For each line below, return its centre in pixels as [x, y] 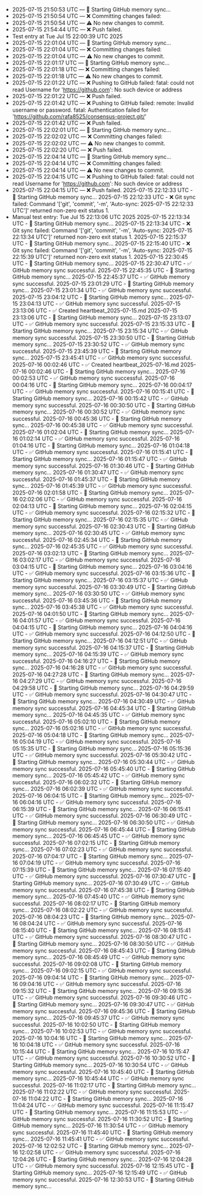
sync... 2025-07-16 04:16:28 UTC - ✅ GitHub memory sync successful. [102, 668]
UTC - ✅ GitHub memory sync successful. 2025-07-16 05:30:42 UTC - [102, 755]
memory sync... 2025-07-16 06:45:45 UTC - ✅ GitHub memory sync [99, 836]
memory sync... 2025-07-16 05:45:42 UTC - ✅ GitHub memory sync [99, 775]
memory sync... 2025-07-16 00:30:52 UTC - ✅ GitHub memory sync [99, 412]
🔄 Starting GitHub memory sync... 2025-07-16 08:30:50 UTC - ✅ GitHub [103, 944]
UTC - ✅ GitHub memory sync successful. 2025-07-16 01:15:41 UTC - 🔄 [103, 452]
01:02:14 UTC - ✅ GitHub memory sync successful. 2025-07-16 [99, 438]
